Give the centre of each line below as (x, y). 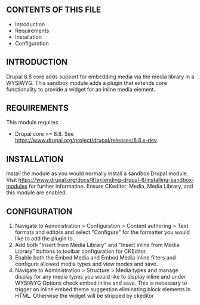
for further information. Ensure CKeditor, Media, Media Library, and (111, 186)
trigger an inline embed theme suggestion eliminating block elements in (103, 289)
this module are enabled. (37, 193)
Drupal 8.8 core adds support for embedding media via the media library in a (100, 77)
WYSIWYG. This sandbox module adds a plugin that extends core (87, 83)
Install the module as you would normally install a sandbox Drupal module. (97, 173)
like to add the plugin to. (44, 239)
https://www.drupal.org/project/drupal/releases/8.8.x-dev (86, 141)
